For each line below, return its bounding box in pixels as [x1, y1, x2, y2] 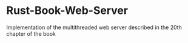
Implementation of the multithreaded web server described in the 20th [6, 24, 182, 31]
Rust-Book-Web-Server [6, 4, 129, 18]
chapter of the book [6, 30, 56, 37]
